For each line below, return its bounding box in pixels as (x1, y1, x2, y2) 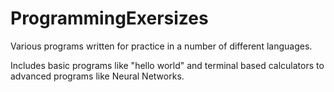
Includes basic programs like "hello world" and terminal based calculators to (10, 59, 325, 71)
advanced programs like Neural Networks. (10, 70, 185, 82)
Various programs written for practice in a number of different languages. (10, 40, 313, 52)
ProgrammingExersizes (10, 7, 209, 30)
